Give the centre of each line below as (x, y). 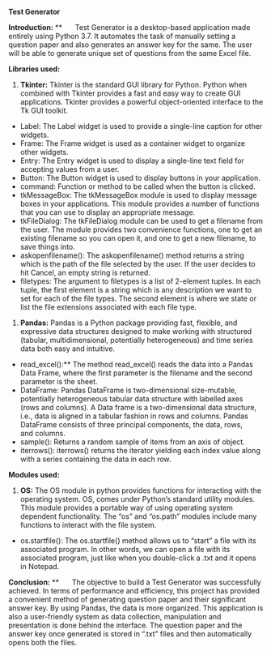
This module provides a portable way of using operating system (126, 507)
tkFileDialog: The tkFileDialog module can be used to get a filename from (142, 221)
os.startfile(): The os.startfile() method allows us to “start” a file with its (138, 541)
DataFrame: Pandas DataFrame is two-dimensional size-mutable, (128, 390)
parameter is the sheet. (59, 381)
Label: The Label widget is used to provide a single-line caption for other (141, 126)
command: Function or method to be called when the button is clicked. (138, 186)
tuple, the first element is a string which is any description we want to (136, 290)
